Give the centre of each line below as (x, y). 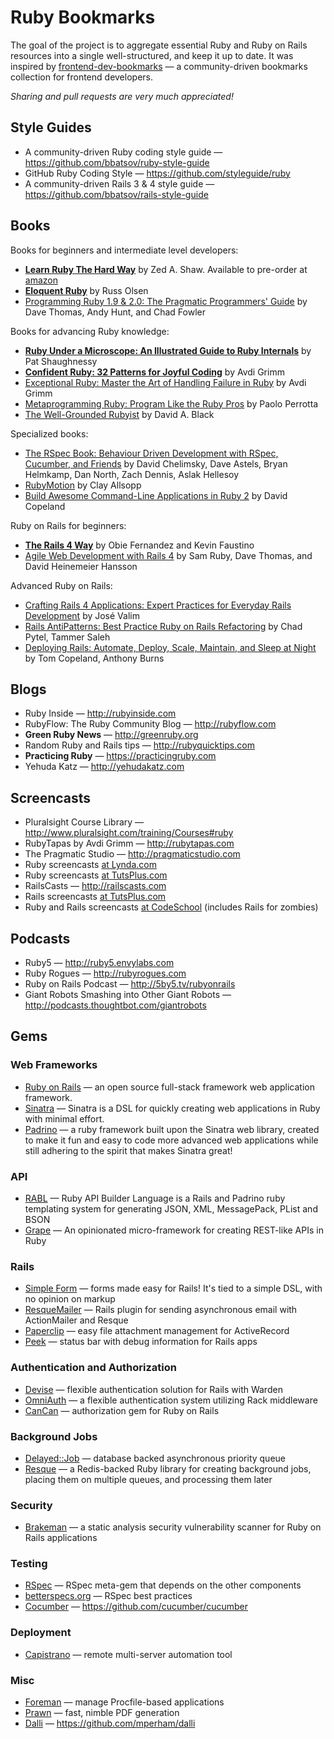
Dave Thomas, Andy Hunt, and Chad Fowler (115, 312)
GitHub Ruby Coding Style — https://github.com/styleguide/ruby (157, 173)
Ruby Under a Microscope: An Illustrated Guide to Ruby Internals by (168, 350)
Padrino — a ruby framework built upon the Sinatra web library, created (172, 1129)
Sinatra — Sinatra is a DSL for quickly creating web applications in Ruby (172, 1108)
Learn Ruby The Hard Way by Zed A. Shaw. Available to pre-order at (166, 269)
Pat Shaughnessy (61, 361)
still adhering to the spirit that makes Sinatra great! (128, 1150)
